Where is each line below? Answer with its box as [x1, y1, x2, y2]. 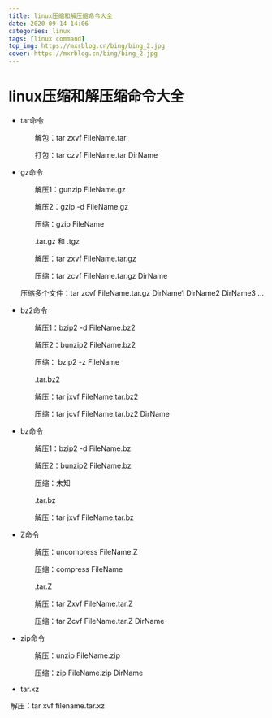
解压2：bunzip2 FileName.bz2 [34, 340, 136, 349]
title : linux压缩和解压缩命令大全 [8, 11, 113, 20]
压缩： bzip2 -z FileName [34, 357, 120, 366]
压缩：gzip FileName [34, 218, 105, 228]
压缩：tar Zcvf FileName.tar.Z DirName [34, 616, 165, 625]
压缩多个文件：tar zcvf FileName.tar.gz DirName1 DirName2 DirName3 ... [19, 288, 265, 297]
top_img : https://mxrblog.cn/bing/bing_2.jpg [8, 42, 165, 50]
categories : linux [8, 27, 71, 35]
